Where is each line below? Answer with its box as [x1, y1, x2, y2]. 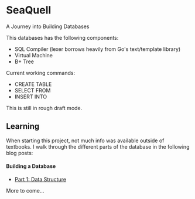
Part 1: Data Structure [14, 176, 66, 183]
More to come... [6, 187, 45, 194]
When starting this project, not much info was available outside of [6, 137, 165, 144]
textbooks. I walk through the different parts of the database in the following [6, 143, 190, 150]
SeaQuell [6, 4, 52, 17]
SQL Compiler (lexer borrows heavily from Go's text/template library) [14, 45, 181, 53]
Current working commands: [6, 69, 75, 76]
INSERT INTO [14, 93, 47, 100]
